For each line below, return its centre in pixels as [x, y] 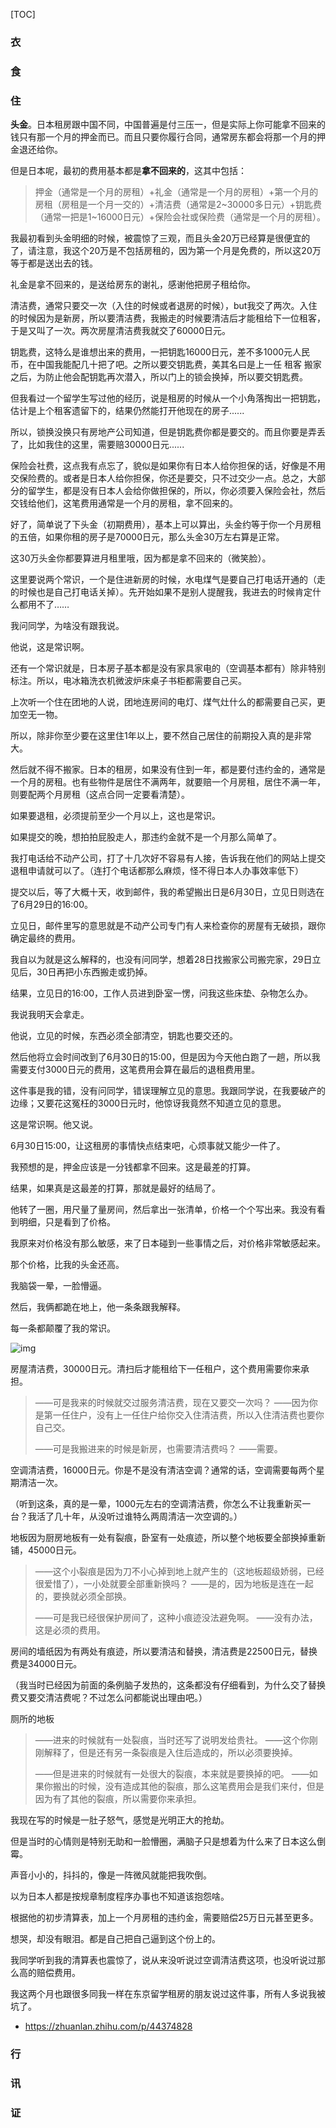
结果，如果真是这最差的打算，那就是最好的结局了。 [115, 1188]
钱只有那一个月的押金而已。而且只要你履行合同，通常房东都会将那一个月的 [163, 137]
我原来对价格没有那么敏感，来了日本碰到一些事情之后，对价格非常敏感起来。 [168, 1243]
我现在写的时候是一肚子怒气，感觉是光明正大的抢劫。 [120, 1820]
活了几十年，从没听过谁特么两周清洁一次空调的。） [139, 1516]
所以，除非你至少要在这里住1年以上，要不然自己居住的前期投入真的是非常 [161, 736]
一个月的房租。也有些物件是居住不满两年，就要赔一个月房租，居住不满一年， [168, 782]
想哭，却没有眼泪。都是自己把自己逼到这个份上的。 [115, 1939]
